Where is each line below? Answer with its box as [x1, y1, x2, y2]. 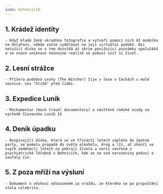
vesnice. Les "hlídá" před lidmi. [5, 81, 76, 86]
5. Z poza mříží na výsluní [5, 168, 84, 176]
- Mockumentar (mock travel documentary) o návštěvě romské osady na [5, 108, 150, 113]
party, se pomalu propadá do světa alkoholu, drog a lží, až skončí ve [5, 142, 154, 147]
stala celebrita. [5, 185, 41, 190]
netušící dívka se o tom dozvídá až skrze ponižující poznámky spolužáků [5, 47, 159, 52]
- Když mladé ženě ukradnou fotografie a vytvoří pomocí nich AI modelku [5, 38, 159, 43]
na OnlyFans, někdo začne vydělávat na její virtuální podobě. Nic [5, 42, 145, 47]
